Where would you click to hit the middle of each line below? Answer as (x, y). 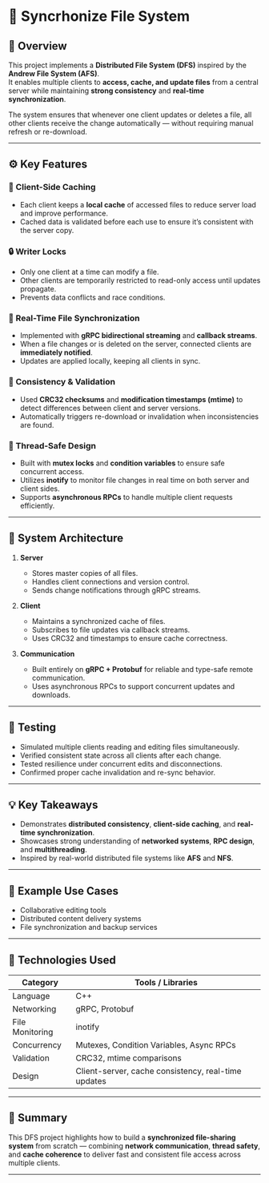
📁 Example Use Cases (63, 891)
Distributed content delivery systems (80, 919)
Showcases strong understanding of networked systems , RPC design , (137, 841)
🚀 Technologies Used (62, 960)
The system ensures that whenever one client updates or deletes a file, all (130, 115)
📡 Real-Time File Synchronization (74, 318)
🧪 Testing (32, 728)
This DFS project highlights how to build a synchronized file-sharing (122, 1137)
